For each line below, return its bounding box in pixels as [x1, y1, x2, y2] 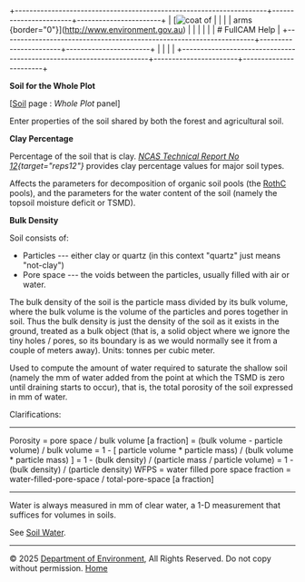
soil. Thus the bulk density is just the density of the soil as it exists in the [9, 316, 280, 327]
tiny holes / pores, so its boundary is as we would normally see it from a [9, 335, 279, 346]
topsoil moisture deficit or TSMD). [9, 197, 136, 208]
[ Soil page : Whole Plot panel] [9, 98, 121, 109]
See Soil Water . [9, 528, 66, 538]
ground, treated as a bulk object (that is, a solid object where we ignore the [9, 326, 290, 336]
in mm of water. [9, 391, 68, 402]
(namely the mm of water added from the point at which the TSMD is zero [9, 372, 285, 382]
